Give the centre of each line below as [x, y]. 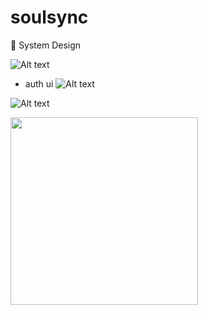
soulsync [49, 17]
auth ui [39, 83]
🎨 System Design [46, 45]
